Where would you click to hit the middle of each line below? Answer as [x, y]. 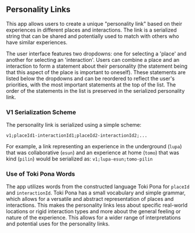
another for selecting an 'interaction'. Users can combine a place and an [93, 60]
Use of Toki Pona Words [41, 174]
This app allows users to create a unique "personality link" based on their [94, 23]
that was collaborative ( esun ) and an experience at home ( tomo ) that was [93, 153]
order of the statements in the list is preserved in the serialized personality [95, 91]
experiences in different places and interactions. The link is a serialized [91, 30]
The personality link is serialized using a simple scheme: [74, 125]
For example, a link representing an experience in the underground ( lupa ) [94, 147]
